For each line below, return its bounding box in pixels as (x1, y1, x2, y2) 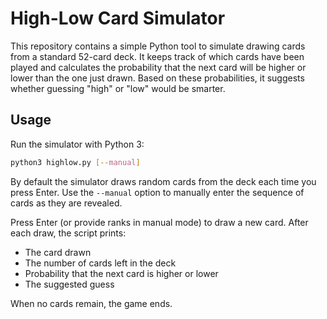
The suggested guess (24, 278, 115, 290)
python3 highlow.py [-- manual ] (10, 157, 141, 167)
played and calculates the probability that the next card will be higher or (10, 61, 307, 73)
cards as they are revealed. (10, 197, 123, 209)
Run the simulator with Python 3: (10, 138, 145, 150)
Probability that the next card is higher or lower (24, 267, 219, 279)
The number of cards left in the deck (24, 257, 177, 269)
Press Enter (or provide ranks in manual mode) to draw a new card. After (10, 216, 309, 228)
